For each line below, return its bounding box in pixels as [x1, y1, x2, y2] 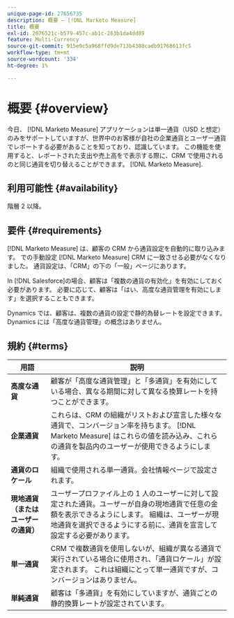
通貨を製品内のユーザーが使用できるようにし [57, 441, 204, 451]
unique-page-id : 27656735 [7, 10, 82, 17]
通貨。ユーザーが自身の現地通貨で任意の [78, 499, 211, 508]
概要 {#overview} [7, 101, 109, 116]
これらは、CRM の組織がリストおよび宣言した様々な [50, 410, 222, 420]
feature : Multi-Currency [7, 36, 79, 43]
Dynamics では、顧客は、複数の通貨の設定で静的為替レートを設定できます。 [7, 309, 226, 318]
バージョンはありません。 [57, 575, 141, 584]
